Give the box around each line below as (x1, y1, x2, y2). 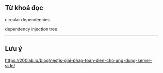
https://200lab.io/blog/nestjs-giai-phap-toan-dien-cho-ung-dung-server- (5, 58, 152, 63)
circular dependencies (5, 16, 50, 22)
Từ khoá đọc (5, 4, 44, 12)
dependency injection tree (5, 26, 58, 32)
